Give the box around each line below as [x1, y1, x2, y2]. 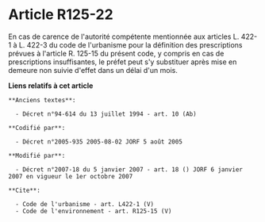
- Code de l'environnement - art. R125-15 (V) [15, 207, 172, 215]
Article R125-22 [8, 6, 113, 24]
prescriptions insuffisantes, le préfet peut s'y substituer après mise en [8, 57, 237, 67]
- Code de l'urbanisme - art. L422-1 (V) [15, 200, 155, 208]
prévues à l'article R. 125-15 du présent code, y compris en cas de [8, 48, 225, 58]
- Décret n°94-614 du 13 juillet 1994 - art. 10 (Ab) [15, 109, 197, 118]
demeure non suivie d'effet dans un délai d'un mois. [8, 65, 179, 75]
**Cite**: [8, 186, 41, 194]
